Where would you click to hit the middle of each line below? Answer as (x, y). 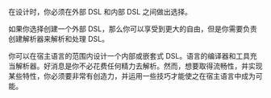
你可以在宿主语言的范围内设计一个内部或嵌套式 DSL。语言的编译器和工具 (129, 56)
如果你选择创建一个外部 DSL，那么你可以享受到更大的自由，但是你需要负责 (133, 29)
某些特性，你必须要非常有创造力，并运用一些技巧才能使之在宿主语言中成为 (132, 76)
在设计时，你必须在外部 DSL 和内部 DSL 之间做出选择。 (100, 12)
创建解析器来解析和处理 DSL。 (58, 39)
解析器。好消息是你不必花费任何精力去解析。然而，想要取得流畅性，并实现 (139, 66)
